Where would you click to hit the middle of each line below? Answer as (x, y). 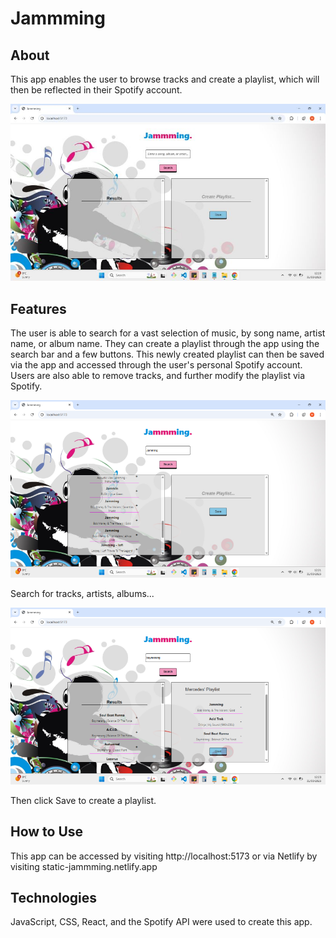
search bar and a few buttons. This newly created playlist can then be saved (167, 354)
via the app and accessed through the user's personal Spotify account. (156, 365)
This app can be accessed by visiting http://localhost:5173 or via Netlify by (164, 856)
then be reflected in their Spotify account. (96, 90)
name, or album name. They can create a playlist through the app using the (165, 344)
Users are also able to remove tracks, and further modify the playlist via (158, 376)
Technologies (54, 898)
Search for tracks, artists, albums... (82, 593)
